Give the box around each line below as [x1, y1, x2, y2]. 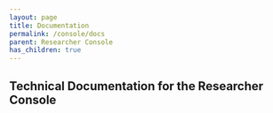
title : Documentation [9, 21, 90, 30]
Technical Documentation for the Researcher [9, 79, 264, 94]
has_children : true [9, 46, 82, 55]
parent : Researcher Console [9, 37, 114, 47]
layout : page [9, 12, 58, 22]
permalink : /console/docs [9, 29, 105, 38]
